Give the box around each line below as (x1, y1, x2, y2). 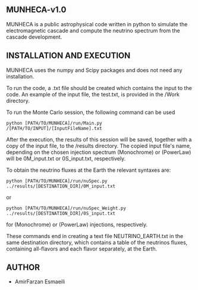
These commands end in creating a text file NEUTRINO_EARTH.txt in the (6, 232, 183, 239)
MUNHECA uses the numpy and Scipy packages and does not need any (6, 66, 183, 73)
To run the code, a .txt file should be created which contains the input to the (6, 84, 192, 91)
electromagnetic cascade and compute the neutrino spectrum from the (6, 27, 180, 34)
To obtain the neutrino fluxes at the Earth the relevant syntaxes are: (6, 166, 171, 174)
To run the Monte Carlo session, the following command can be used (6, 109, 175, 116)
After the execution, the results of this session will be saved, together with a (6, 135, 192, 143)
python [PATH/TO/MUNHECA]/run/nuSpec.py (6, 178, 108, 184)
